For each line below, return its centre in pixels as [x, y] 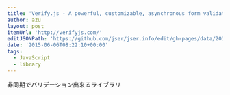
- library [27, 64]
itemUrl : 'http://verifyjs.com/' [55, 32]
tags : [15, 52]
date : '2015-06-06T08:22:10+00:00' [58, 45]
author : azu [24, 20]
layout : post [26, 26]
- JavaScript [32, 58]
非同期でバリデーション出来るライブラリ [64, 84]
